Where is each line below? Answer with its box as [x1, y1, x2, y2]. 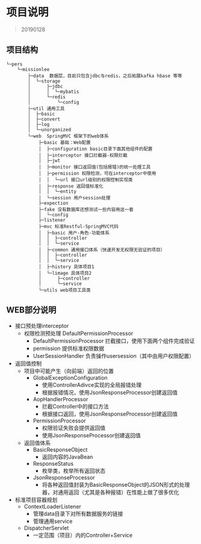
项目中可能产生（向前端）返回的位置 [23, 367, 114, 374]
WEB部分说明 [6, 305, 57, 315]
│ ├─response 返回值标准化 [38, 183, 104, 189]
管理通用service [32, 517, 73, 525]
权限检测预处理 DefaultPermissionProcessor [23, 330, 134, 337]
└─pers [6, 61, 23, 67]
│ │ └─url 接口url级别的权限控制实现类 [38, 177, 133, 183]
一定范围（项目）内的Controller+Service [32, 531, 133, 539]
